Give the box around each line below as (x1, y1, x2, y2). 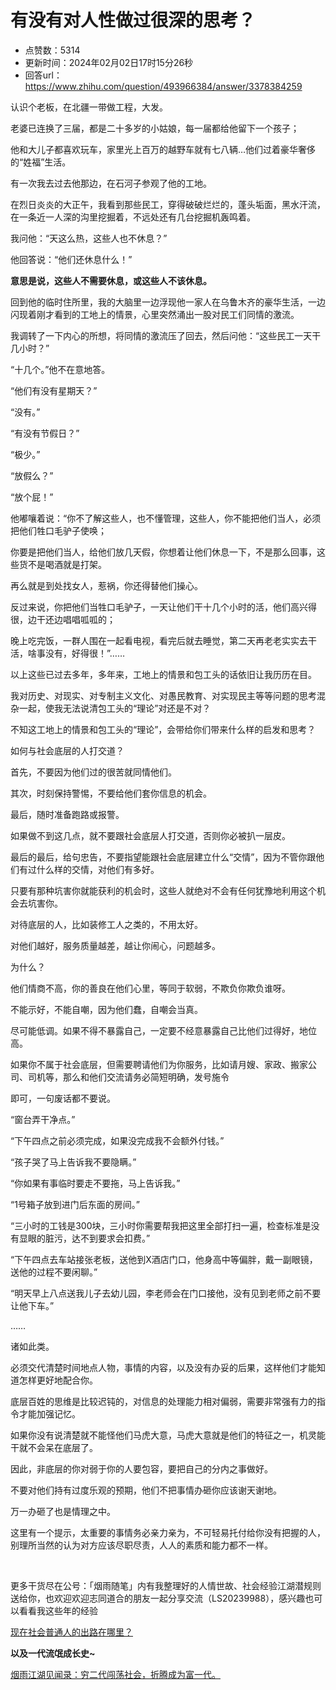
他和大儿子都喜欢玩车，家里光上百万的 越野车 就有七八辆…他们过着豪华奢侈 (10, 143, 317, 155)
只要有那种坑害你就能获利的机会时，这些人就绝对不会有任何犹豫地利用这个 (10, 884, 317, 896)
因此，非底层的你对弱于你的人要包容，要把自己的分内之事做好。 (10, 1462, 273, 1475)
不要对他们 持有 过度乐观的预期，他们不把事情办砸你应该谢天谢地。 (10, 1484, 282, 1496)
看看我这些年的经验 (18, 1604, 98, 1616)
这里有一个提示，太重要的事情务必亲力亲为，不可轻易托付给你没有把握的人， (10, 1526, 326, 1538)
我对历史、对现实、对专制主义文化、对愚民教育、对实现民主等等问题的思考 (10, 689, 317, 701)
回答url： (24, 69, 63, 81)
